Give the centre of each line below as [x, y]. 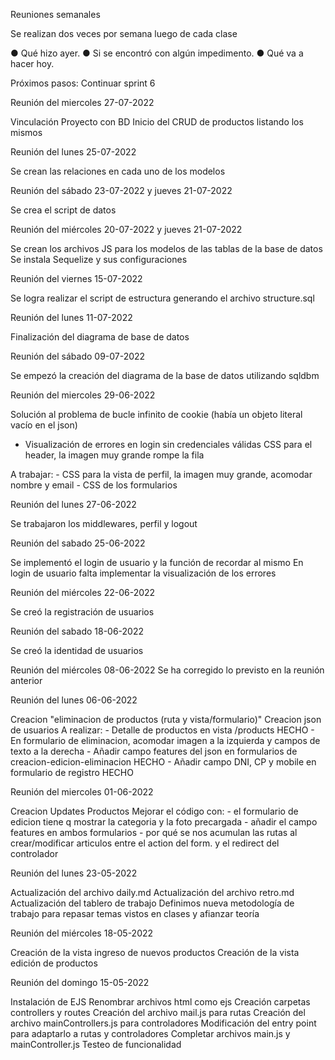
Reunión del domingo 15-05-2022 [80, 982]
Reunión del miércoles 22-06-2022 [83, 592]
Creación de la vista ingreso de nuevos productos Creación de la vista [155, 952]
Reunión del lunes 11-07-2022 [71, 317]
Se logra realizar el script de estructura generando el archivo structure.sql [162, 298]
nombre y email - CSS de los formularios [94, 485]
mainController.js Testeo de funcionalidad [96, 1044]
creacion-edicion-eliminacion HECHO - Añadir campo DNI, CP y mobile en [163, 762]
